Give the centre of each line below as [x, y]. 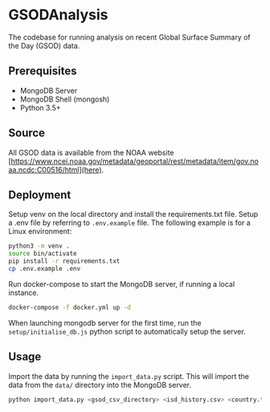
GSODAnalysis [58, 15]
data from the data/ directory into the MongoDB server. [100, 385]
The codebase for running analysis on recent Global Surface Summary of [129, 37]
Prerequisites [43, 71]
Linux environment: [40, 231]
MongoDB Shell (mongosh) [65, 99]
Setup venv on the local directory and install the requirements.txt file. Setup [133, 214]
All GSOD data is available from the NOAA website [91, 152]
